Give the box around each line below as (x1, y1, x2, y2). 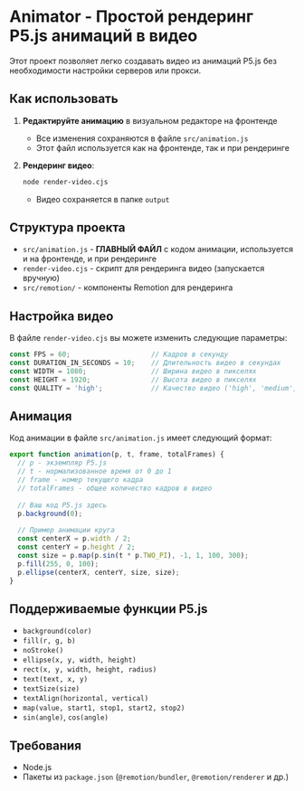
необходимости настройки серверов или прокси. (9, 65, 202, 76)
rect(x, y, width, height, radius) (22, 665, 157, 674)
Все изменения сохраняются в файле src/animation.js (35, 133, 249, 144)
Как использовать (9, 91, 119, 107)
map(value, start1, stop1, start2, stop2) (22, 703, 185, 713)
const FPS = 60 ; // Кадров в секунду (9, 350, 229, 359)
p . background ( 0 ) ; (17, 509, 83, 518)
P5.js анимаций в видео (9, 25, 198, 46)
